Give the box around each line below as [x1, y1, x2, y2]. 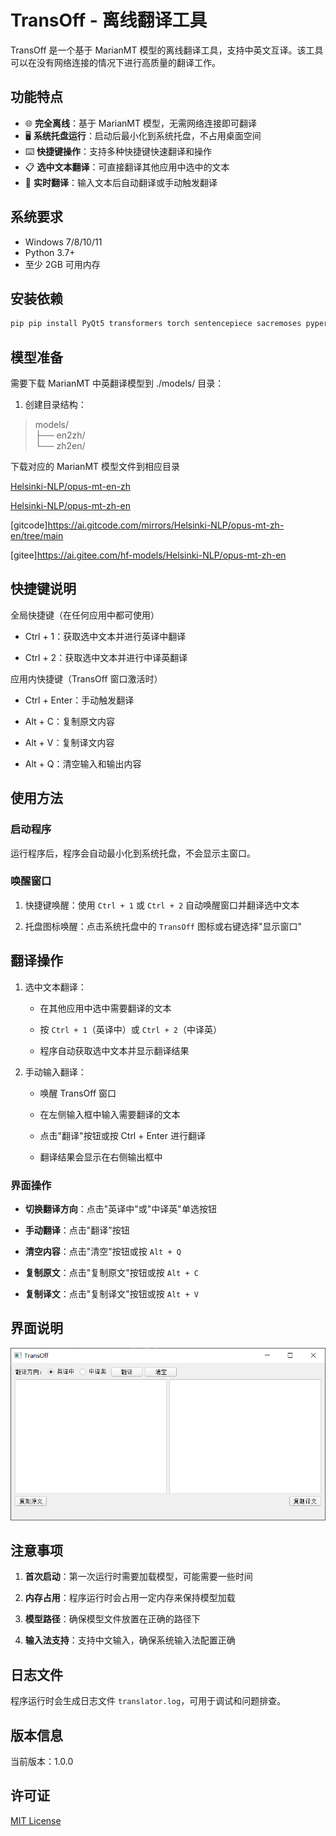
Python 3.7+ [24, 246, 76, 258]
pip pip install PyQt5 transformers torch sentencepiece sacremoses [10, 319, 302, 329]
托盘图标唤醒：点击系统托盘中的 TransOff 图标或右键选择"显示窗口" [24, 920, 302, 932]
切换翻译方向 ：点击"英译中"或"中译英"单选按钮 [24, 1202, 217, 1215]
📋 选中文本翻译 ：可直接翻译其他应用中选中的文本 [24, 161, 230, 173]
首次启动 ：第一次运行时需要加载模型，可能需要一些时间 [24, 1571, 253, 1583]
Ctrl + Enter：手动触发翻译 [24, 694, 135, 706]
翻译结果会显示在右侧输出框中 [39, 1151, 163, 1163]
